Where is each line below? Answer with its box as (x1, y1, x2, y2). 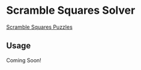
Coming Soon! (6, 56, 42, 63)
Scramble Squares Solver (6, 4, 136, 17)
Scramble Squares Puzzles (6, 23, 73, 31)
